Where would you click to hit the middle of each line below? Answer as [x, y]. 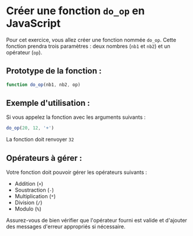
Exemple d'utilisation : [48, 103]
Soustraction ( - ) [34, 190]
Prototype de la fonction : [54, 71]
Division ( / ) [28, 203]
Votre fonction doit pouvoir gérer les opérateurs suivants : [77, 172]
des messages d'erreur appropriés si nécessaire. [66, 227]
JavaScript [33, 23]
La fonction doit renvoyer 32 [40, 140]
